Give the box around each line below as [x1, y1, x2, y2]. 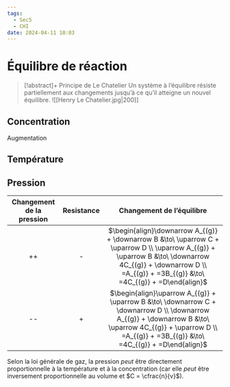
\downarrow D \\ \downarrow [116, 305, 210, 315]
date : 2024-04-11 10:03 [7, 29, 75, 36]
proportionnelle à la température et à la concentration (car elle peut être [7, 364, 209, 373]
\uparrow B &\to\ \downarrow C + [110, 297, 217, 307]
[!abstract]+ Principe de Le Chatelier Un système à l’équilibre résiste [23, 82, 217, 90]
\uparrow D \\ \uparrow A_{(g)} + [110, 243, 216, 253]
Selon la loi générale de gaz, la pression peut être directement [7, 358, 183, 366]
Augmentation [7, 134, 47, 142]
